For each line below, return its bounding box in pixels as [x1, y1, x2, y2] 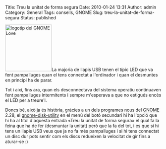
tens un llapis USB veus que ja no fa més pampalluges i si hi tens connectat [5, 128, 160, 134]
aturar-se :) [5, 139, 28, 145]
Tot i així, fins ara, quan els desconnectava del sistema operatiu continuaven [5, 87, 161, 92]
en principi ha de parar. [5, 77, 53, 83]
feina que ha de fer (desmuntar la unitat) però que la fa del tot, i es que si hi [5, 123, 159, 129]
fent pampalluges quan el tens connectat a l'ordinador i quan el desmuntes [5, 72, 158, 77]
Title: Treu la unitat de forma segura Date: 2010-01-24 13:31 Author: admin [5, 4, 157, 10]
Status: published [20, 15, 56, 20]
